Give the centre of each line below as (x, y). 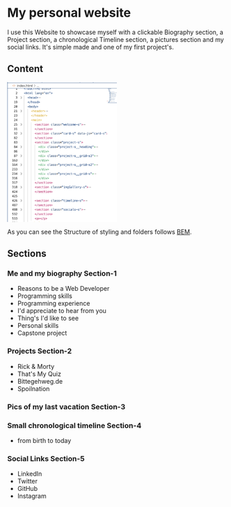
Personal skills (38, 326)
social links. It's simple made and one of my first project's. (90, 47)
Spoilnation (33, 388)
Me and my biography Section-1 (62, 273)
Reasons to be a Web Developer (63, 289)
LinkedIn (30, 474)
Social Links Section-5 (46, 458)
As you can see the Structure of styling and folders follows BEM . (100, 232)
